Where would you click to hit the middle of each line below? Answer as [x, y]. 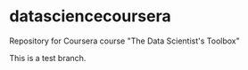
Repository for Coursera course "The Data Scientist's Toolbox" [124, 41]
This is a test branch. [48, 58]
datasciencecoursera [90, 16]
